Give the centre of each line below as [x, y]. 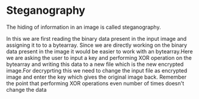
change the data [26, 89]
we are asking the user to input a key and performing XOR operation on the [99, 58]
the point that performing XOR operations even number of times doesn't [95, 83]
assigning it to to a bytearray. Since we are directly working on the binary [97, 45]
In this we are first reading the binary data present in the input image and [96, 38]
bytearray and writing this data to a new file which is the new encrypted [95, 64]
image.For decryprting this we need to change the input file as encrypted [97, 70]
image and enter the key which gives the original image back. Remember [96, 77]
